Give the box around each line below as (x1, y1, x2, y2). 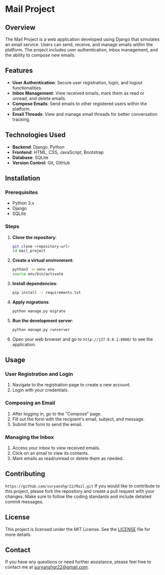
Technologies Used (5, 131, 66, 139)
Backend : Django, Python (12, 144, 65, 150)
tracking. (12, 116, 31, 122)
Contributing (5, 470, 45, 478)
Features (5, 66, 33, 75)
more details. (5, 531, 32, 537)
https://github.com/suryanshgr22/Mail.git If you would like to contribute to (5, 483, 160, 489)
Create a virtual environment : (12, 258, 74, 263)
